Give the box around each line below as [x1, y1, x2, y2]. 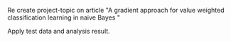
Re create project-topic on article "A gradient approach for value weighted [7, 6, 225, 14]
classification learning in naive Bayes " [7, 13, 121, 22]
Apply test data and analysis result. [7, 27, 110, 35]
